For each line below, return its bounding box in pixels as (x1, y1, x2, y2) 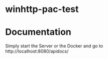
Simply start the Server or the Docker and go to (5, 43, 103, 49)
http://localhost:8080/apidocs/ (5, 48, 69, 54)
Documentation (5, 26, 72, 38)
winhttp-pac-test (5, 3, 79, 15)
